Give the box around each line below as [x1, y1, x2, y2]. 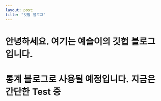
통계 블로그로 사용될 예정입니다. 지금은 [5, 73, 156, 85]
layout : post [5, 7, 33, 13]
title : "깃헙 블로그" [5, 12, 46, 17]
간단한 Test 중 [5, 86, 61, 97]
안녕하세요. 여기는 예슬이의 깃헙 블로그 [5, 36, 156, 47]
